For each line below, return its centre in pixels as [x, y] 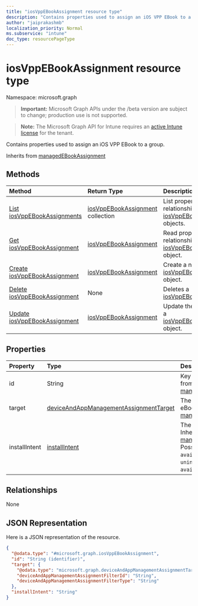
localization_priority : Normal [44, 28]
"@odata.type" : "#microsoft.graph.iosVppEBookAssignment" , [85, 554]
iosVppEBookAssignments [46, 215]
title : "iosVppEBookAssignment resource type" [64, 12]
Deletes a [176, 289]
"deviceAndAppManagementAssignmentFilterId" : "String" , [87, 576]
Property [22, 366]
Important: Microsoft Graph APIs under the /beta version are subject [104, 109]
